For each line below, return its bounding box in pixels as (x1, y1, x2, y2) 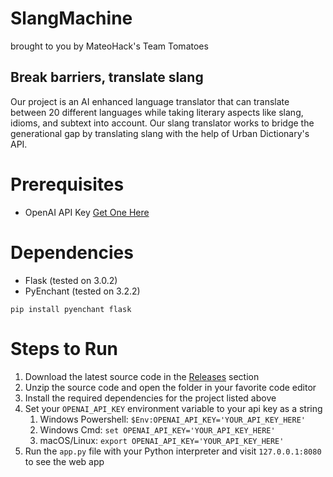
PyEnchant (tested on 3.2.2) (24, 285, 141, 297)
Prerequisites (10, 173, 125, 196)
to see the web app (24, 455, 105, 467)
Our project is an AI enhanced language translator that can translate (10, 95, 290, 107)
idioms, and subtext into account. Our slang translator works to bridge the (10, 117, 315, 129)
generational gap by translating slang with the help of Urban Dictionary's (10, 127, 310, 139)
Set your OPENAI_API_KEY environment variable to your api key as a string (24, 402, 323, 414)
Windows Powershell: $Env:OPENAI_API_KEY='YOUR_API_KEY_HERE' (39, 413, 306, 425)
